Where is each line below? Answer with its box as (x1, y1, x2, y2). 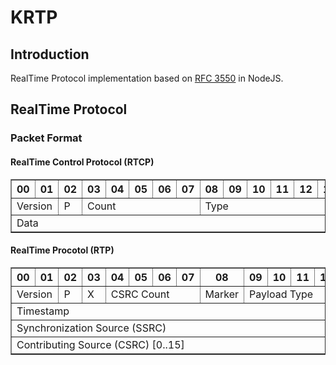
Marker (204, 287, 239, 301)
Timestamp (16, 304, 70, 318)
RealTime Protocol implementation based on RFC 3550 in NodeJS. (10, 72, 284, 84)
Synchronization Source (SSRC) (16, 321, 167, 335)
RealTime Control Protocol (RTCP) (10, 156, 155, 168)
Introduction (10, 46, 90, 63)
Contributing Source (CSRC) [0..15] (16, 337, 185, 351)
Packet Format (10, 131, 83, 145)
